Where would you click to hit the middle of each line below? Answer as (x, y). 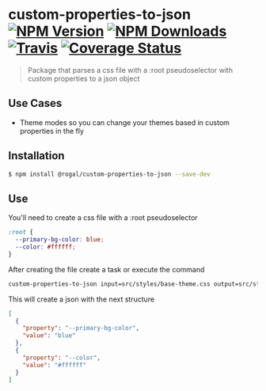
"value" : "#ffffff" (55, 365)
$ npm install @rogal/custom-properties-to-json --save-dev (110, 174)
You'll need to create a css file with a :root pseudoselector (103, 218)
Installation (36, 156)
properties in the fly (52, 131)
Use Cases (35, 103)
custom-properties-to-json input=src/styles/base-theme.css (110, 284)
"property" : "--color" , (62, 358)
